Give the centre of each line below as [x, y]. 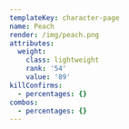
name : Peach [32, 26]
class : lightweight [63, 60]
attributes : [32, 43]
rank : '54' [46, 69]
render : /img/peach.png [55, 35]
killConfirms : [36, 85]
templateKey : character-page [64, 18]
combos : [24, 102]
